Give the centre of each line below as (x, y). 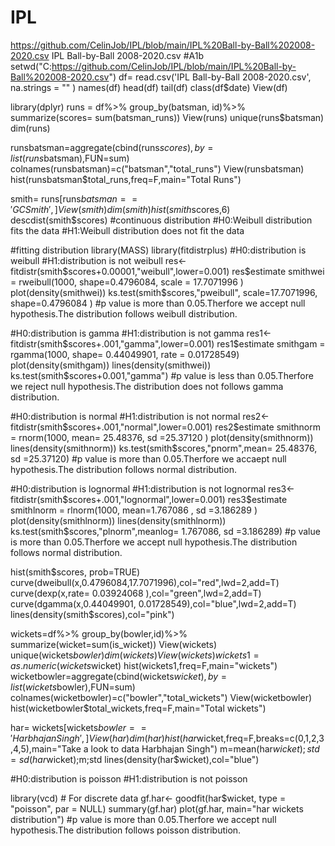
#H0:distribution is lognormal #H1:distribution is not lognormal (138, 488)
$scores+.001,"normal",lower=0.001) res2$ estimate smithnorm (191, 427)
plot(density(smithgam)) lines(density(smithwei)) (111, 365)
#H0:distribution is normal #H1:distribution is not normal (125, 416)
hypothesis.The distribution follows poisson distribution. (126, 830)
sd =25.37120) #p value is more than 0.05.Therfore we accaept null (148, 458)
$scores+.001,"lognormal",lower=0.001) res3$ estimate (175, 499)
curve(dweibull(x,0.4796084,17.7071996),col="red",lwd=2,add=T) (145, 582)
